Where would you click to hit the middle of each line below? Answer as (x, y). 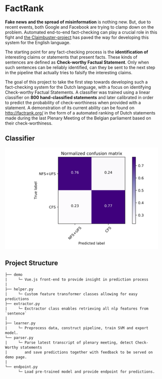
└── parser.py (19, 338)
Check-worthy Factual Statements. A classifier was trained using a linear (78, 92)
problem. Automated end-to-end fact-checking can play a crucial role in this (81, 32)
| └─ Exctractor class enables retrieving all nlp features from (77, 309)
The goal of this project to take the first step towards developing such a (76, 82)
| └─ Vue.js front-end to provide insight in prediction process (77, 280)
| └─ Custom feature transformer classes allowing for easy (71, 294)
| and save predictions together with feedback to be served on (79, 352)
